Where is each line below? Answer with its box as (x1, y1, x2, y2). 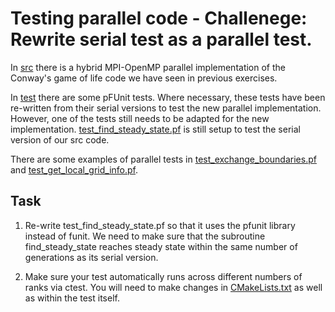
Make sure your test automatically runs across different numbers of (24, 270, 303, 282)
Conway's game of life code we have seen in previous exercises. (10, 72, 278, 84)
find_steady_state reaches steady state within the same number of (24, 240, 298, 252)
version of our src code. (10, 133, 110, 146)
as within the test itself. (24, 292, 120, 304)
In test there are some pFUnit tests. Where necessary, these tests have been (10, 91, 326, 103)
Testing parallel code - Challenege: (10, 7, 308, 30)
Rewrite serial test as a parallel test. (10, 28, 313, 51)
